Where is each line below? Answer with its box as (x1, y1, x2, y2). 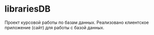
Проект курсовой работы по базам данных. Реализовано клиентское (4, 19, 149, 25)
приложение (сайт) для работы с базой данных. (4, 24, 104, 30)
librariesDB (4, 3, 51, 15)
